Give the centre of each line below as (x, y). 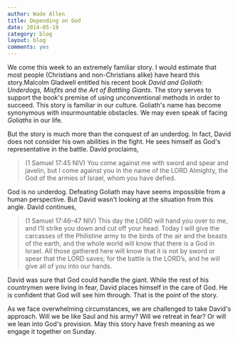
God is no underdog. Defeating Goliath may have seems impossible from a (117, 192)
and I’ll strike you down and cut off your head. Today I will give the (122, 228)
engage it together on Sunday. (52, 331)
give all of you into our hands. (68, 266)
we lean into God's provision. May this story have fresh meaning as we (111, 324)
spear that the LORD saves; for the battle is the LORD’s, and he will (123, 258)
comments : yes (29, 47)
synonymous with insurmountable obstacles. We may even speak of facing (118, 112)
